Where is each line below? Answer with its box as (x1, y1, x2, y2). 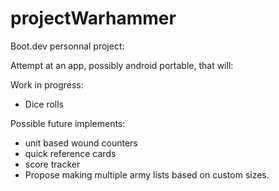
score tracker (24, 158, 81, 170)
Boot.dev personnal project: (10, 40, 125, 52)
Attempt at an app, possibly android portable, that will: (10, 59, 234, 71)
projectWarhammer (10, 7, 177, 30)
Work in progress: (10, 78, 84, 91)
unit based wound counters (24, 137, 138, 149)
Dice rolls (24, 98, 64, 110)
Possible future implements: (10, 117, 126, 129)
